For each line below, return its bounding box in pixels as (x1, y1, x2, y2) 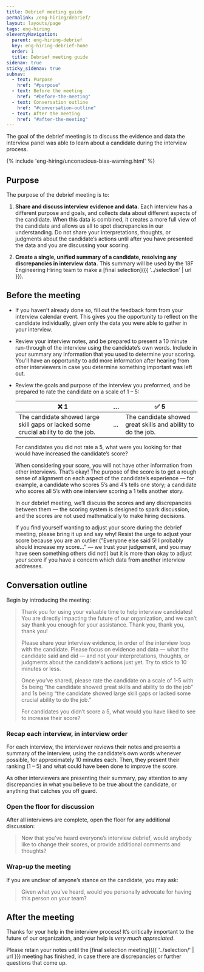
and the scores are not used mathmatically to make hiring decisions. (15, 512, 186, 519)
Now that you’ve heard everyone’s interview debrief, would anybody (21, 834, 192, 841)
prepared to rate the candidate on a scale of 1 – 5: (15, 388, 140, 395)
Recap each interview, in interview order (6, 729, 128, 738)
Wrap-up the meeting (6, 863, 71, 871)
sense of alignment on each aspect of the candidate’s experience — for (15, 474, 194, 481)
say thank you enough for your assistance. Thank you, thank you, (21, 620, 185, 628)
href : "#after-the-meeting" (17, 116, 88, 122)
